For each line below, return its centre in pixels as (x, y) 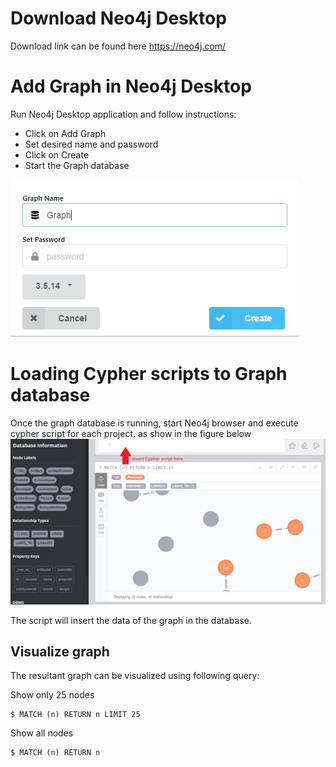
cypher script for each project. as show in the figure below (131, 433)
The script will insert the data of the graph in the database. (131, 620)
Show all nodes (42, 733)
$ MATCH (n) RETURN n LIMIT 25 (75, 715)
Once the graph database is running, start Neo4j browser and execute (154, 423)
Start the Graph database (77, 165)
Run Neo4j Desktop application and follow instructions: (123, 114)
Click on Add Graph (65, 133)
